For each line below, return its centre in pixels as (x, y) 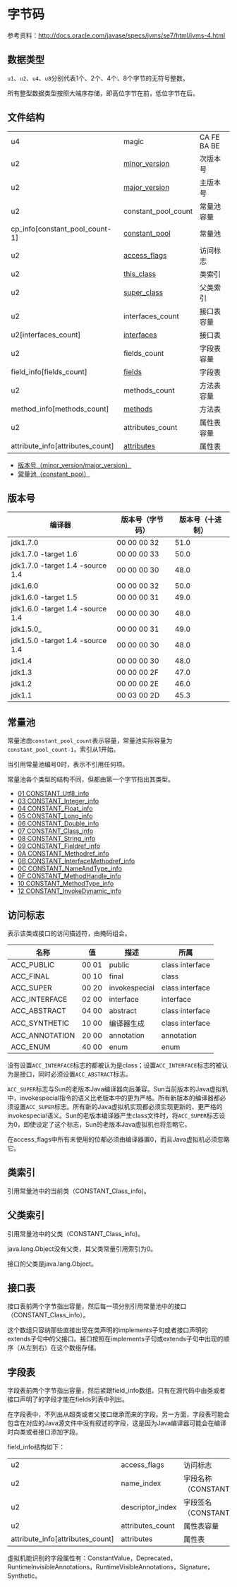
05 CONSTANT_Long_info (55, 816)
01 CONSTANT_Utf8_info (53, 793)
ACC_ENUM (31, 1047)
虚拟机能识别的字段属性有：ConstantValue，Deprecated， (92, 1558)
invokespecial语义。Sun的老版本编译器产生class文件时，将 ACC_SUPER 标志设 (116, 1115)
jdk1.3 (22, 673)
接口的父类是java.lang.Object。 (52, 1264)
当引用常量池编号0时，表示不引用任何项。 (68, 765)
